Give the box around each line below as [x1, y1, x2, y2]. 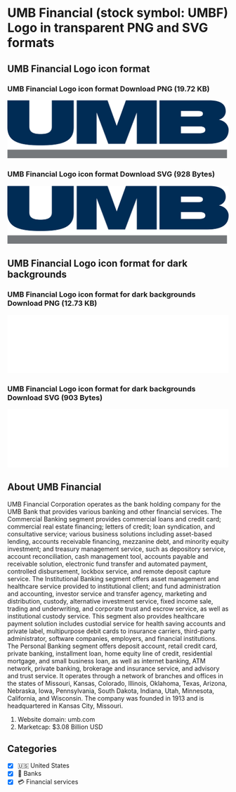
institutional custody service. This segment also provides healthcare [7, 611, 205, 620]
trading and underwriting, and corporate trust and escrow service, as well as [7, 604, 229, 613]
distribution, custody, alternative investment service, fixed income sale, [7, 597, 214, 605]
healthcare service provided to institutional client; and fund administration [7, 582, 221, 590]
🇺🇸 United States [17, 761, 70, 770]
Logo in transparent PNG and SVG [7, 20, 209, 36]
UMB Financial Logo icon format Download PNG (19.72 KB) [7, 84, 210, 93]
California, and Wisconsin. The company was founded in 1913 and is [7, 694, 204, 702]
